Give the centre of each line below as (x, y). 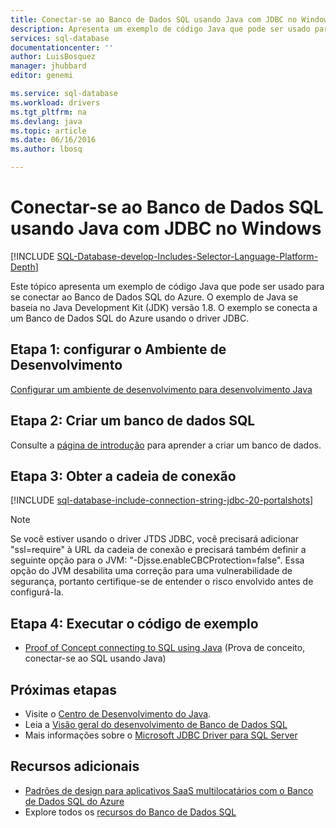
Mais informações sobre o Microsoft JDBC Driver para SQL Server (161, 735)
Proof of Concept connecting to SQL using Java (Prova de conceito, (165, 648)
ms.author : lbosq (46, 149)
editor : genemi (42, 76)
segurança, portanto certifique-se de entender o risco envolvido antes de (162, 582)
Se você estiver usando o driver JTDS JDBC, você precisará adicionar (155, 539)
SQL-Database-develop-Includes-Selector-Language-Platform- (187, 256)
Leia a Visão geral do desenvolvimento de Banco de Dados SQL (156, 724)
